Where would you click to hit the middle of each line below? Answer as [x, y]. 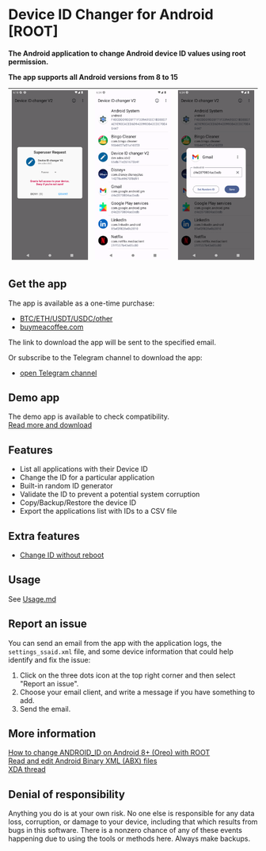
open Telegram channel [58, 373]
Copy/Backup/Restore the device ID [78, 503]
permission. [28, 62]
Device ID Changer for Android [111, 15]
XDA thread [27, 769]
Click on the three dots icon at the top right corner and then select [127, 675]
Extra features [44, 536]
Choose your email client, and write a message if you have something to [137, 692]
